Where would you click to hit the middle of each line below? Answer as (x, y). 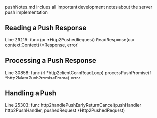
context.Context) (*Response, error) (42, 45)
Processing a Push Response (51, 60)
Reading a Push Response (46, 28)
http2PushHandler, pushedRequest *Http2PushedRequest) (65, 110)
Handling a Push (31, 93)
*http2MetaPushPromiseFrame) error (43, 78)
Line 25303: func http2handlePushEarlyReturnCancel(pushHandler (73, 105)
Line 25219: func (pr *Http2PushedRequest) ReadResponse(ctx (70, 39)
